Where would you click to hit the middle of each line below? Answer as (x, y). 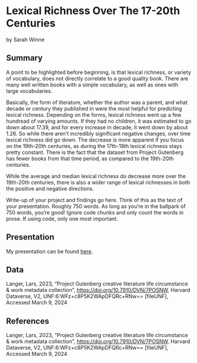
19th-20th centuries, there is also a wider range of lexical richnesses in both (98, 182)
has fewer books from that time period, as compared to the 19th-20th (90, 158)
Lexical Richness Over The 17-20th (93, 11)
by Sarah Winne (26, 39)
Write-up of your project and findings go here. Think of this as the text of (94, 200)
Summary (24, 58)
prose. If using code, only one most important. (62, 219)
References (28, 321)
